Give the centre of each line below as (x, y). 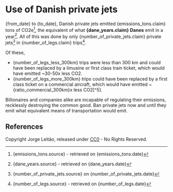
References (24, 127)
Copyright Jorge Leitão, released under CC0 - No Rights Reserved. (76, 139)
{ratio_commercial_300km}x (43, 90)
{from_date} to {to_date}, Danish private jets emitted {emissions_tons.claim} (86, 24)
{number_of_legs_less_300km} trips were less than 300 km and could (87, 62)
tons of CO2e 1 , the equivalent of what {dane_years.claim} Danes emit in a (84, 29)
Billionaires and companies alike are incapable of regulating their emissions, (86, 100)
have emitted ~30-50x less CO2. (47, 73)
